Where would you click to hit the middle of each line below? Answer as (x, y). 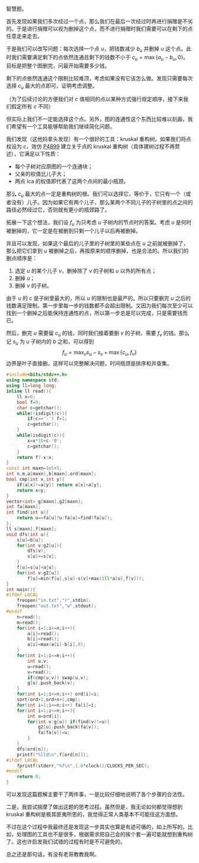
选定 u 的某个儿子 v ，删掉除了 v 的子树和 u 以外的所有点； (86, 271)
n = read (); (29, 617)
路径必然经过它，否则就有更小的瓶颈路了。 (58, 210)
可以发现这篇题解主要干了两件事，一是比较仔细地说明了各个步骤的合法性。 (97, 794)
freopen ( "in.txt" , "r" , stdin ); (54, 601)
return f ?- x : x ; (36, 457)
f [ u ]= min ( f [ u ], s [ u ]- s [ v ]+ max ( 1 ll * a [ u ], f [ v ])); (86, 578)
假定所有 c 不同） (32, 107)
